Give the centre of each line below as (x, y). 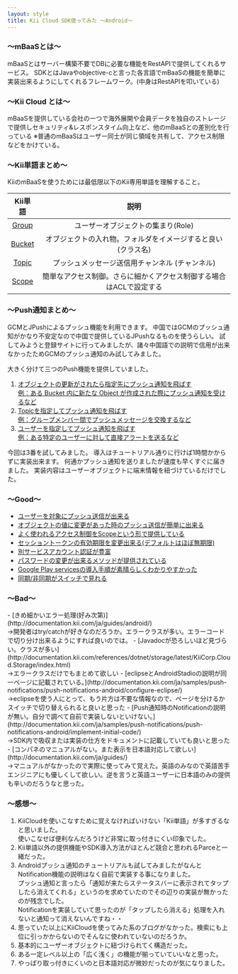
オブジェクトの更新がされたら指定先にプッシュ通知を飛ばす (104, 384)
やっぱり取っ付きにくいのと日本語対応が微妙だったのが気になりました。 (123, 963)
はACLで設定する (134, 287)
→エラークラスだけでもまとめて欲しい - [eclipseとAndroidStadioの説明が (114, 673)
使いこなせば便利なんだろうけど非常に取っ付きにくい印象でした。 (114, 838)
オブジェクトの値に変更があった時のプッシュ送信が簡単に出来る (110, 525)
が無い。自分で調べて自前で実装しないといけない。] (81, 717)
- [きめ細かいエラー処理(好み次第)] (58, 615)
